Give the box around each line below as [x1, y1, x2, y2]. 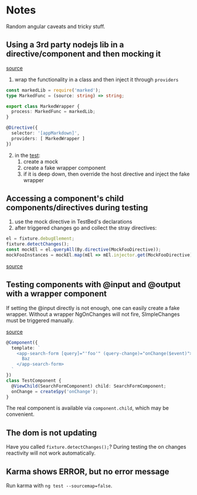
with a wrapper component [6, 289, 107, 299]
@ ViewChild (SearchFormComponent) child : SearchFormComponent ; [11, 383, 167, 389]
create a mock [23, 158, 59, 165]
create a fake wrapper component [23, 164, 106, 171]
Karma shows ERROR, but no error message [6, 466, 169, 476]
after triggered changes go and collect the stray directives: [14, 224, 157, 231]
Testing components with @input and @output [6, 279, 181, 290]
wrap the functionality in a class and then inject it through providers [14, 76, 179, 83]
